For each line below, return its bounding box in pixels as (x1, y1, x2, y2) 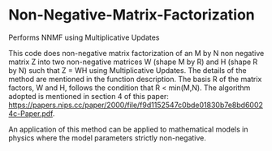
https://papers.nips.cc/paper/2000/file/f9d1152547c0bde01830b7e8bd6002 (8, 100, 264, 110)
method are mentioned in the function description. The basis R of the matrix (8, 74, 262, 84)
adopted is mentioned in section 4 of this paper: (8, 91, 169, 101)
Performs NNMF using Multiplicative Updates (8, 32, 160, 42)
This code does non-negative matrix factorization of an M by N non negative (8, 48, 265, 58)
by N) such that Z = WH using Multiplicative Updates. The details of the (8, 65, 247, 75)
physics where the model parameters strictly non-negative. (8, 132, 207, 143)
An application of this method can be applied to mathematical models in (8, 124, 248, 134)
